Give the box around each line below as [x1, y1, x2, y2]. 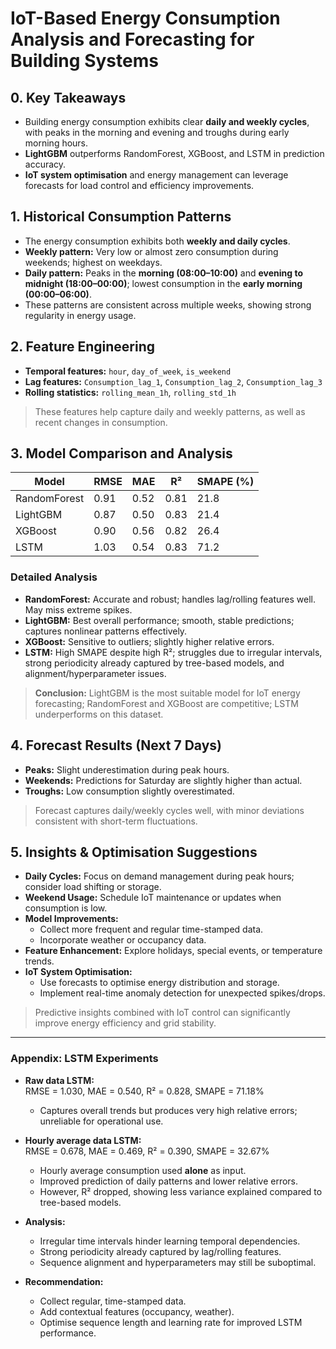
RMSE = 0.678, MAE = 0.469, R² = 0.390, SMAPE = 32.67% [24, 1145, 270, 1157]
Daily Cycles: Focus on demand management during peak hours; [24, 870, 295, 882]
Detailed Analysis [10, 570, 98, 584]
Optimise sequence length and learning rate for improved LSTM [39, 1316, 303, 1328]
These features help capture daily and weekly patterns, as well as [34, 405, 306, 417]
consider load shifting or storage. [24, 881, 162, 893]
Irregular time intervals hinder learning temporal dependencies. [39, 1235, 301, 1247]
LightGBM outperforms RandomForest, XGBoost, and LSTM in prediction [24, 148, 325, 159]
